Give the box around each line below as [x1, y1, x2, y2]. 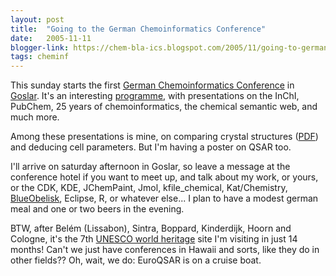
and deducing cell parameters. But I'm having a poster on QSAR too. [10, 141, 292, 153]
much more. [10, 111, 60, 123]
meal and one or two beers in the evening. [10, 203, 185, 215]
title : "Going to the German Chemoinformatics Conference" [10, 24, 267, 34]
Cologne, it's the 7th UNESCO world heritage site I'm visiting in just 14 [10, 233, 298, 245]
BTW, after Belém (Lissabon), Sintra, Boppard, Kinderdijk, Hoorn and [10, 222, 292, 235]
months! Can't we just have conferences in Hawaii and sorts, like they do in [10, 244, 320, 256]
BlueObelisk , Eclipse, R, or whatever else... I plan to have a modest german [10, 192, 319, 205]
